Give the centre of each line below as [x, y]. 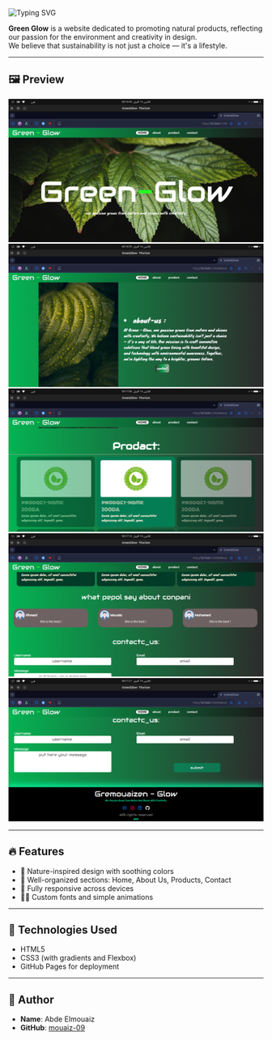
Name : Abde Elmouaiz [57, 1019]
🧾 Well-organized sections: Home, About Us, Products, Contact [126, 880]
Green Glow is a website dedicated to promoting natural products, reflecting [136, 28]
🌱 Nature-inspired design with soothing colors [97, 871]
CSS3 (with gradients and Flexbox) [78, 958]
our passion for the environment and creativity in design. [103, 37]
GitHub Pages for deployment [70, 966]
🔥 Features [36, 852]
